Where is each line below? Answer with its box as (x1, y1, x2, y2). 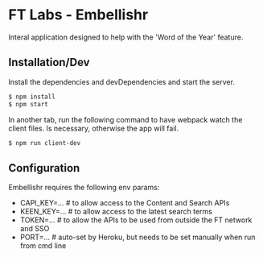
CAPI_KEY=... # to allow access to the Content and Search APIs (19, 198, 230, 208)
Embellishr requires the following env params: (8, 183, 160, 193)
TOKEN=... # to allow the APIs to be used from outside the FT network (19, 215, 253, 225)
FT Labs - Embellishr (8, 6, 149, 24)
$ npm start (8, 100, 48, 108)
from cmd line (19, 241, 67, 251)
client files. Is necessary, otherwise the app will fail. (8, 123, 179, 133)
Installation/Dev (8, 56, 90, 69)
